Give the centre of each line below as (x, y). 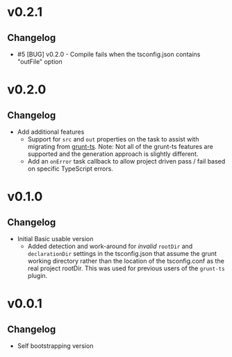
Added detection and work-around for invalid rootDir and (110, 246)
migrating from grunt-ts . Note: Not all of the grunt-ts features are (120, 147)
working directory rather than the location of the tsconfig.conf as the (126, 261)
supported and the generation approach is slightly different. (113, 154)
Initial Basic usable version (55, 239)
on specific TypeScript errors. (70, 168)
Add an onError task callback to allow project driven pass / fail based (126, 161)
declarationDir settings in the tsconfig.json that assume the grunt (122, 253)
